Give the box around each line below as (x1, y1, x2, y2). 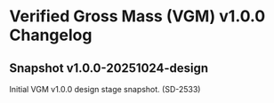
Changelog (9, 25, 93, 45)
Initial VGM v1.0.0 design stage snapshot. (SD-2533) (9, 84, 201, 94)
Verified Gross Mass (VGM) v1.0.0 (9, 6, 266, 27)
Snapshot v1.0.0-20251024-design (9, 60, 209, 75)
